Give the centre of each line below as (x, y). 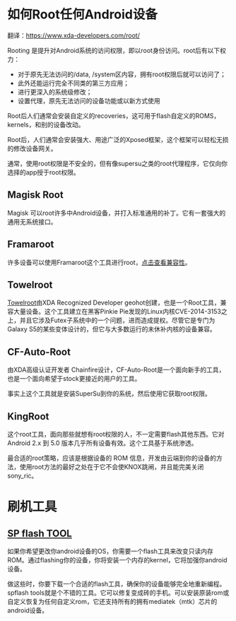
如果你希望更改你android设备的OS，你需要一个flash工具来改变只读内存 (110, 551)
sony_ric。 (23, 475)
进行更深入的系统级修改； (55, 92)
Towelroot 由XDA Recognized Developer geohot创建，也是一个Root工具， (114, 303)
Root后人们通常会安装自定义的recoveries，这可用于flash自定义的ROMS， (114, 116)
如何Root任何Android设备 (82, 14)
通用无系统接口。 (32, 221)
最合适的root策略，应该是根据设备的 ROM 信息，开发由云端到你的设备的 (112, 458)
